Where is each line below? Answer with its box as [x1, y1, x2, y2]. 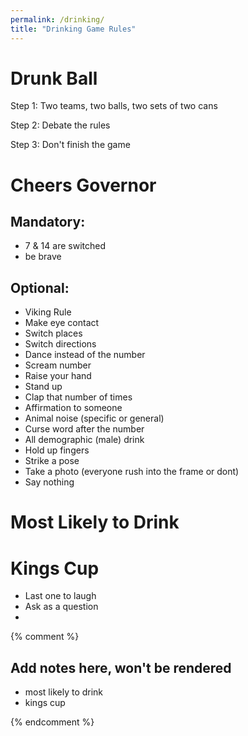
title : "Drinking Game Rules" [10, 24, 137, 34]
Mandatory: [10, 214, 86, 231]
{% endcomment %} [10, 716, 95, 728]
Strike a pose [24, 455, 80, 467]
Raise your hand [24, 370, 92, 382]
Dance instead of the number [24, 349, 146, 361]
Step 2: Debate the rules [10, 119, 111, 131]
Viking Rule [24, 306, 72, 318]
